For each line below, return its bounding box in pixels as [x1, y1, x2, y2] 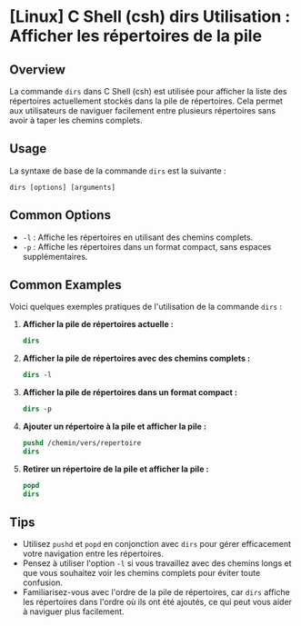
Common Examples [9, 277, 123, 293]
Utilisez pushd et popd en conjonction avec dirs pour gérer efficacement [22, 539, 291, 550]
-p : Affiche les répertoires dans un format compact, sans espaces [22, 241, 272, 252]
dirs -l [22, 371, 52, 380]
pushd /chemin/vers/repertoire [22, 439, 142, 448]
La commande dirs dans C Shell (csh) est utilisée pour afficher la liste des [9, 86, 287, 96]
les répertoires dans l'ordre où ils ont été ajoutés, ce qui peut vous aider [22, 597, 293, 608]
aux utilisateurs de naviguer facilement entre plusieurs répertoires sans [9, 105, 276, 115]
